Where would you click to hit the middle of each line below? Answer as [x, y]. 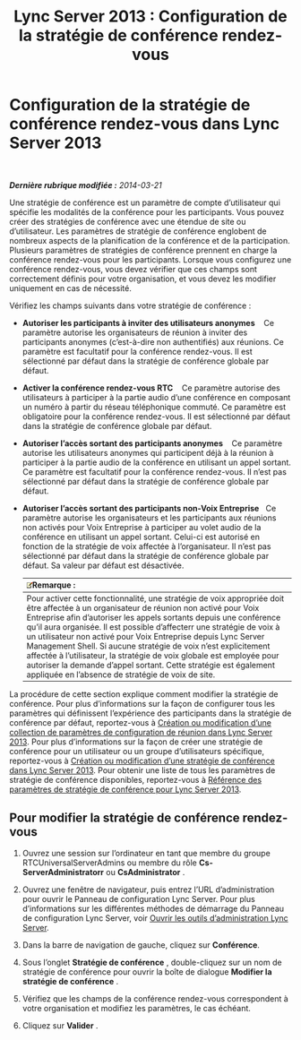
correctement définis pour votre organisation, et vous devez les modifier [143, 279]
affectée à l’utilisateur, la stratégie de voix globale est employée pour [153, 655]
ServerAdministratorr [63, 872]
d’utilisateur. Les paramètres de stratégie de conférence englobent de [138, 231]
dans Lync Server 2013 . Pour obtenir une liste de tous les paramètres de [142, 770]
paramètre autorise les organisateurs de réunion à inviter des [135, 332]
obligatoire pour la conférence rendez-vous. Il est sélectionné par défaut [156, 416]
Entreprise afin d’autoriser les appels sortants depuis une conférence [154, 617]
